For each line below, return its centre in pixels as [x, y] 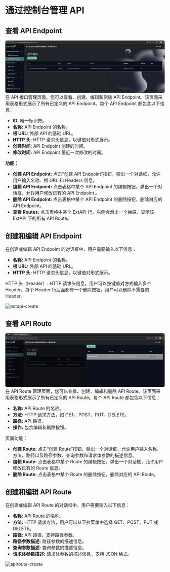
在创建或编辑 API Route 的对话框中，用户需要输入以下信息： [68, 505]
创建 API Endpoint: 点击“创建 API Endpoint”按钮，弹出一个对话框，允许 [87, 174]
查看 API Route [29, 324]
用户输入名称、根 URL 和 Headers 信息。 [55, 180]
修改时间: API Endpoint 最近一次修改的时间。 [59, 152]
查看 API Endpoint [34, 31]
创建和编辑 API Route [38, 492]
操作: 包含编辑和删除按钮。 [41, 427]
